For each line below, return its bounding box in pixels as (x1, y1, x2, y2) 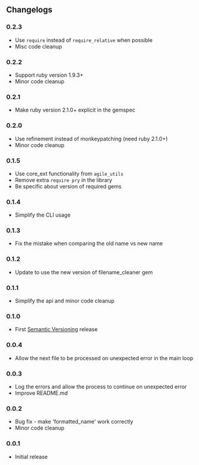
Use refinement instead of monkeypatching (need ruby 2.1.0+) (14, 135, 169, 142)
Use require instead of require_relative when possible (14, 36, 153, 44)
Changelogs (6, 5, 53, 15)
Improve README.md (14, 389, 68, 397)
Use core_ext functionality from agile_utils (14, 170, 124, 177)
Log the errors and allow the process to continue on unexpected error (14, 383, 187, 390)
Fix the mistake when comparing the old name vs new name (14, 240, 163, 247)
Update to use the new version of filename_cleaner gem (14, 268, 154, 275)
